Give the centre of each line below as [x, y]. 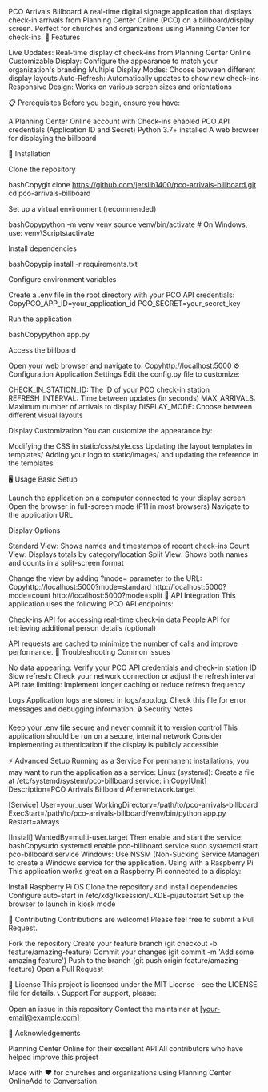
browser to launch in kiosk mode [62, 904]
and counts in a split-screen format [66, 563]
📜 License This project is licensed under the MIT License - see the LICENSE [133, 984]
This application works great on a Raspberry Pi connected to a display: [125, 871]
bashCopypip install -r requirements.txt [73, 264]
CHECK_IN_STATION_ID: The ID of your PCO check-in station [109, 389]
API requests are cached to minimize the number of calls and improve [123, 643]
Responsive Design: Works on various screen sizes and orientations [120, 87]
